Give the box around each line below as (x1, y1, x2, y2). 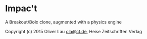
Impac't (5, 3, 38, 14)
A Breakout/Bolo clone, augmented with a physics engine (5, 19, 122, 25)
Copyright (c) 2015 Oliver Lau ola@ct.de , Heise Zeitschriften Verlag (5, 28, 142, 34)
